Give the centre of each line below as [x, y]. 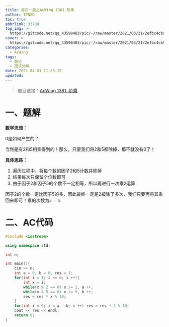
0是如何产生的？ [22, 138]
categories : [18, 47]
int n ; [12, 255]
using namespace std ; [28, 245]
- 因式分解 [20, 66]
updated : [14, 76]
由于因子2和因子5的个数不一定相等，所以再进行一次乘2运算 [74, 183]
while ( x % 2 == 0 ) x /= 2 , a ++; [58, 287]
